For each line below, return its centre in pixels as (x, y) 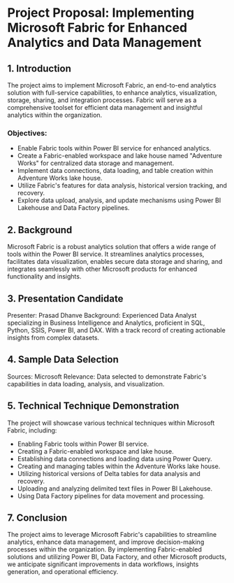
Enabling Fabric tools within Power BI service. (83, 444)
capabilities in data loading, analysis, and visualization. (86, 384)
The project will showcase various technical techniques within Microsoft (111, 423)
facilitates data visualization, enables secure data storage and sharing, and (115, 262)
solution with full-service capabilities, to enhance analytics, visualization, (112, 93)
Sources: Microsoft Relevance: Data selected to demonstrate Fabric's (107, 377)
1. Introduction (39, 68)
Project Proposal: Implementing (101, 13)
